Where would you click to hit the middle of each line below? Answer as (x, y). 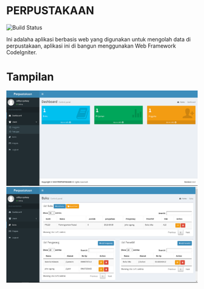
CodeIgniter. (22, 52)
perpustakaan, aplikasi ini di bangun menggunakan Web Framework (91, 46)
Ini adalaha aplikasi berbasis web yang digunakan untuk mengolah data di (99, 39)
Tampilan (30, 77)
